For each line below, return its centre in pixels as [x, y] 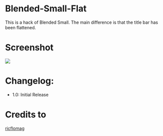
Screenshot [29, 48]
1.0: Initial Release [30, 94]
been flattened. [20, 27]
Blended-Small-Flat [46, 9]
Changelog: [30, 81]
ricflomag [15, 128]
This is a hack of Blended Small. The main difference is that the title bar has [82, 22]
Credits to [26, 115]
